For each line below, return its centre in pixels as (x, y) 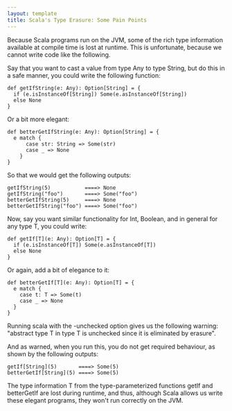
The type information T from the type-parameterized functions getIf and (110, 385)
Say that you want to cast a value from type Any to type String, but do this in (116, 68)
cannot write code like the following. (59, 54)
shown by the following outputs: (53, 353)
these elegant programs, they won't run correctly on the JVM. (95, 400)
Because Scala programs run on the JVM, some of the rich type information (115, 40)
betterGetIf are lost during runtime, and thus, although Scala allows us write (115, 393)
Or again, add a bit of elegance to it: (58, 270)
